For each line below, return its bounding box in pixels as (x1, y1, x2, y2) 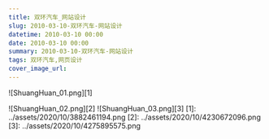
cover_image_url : (8, 65, 67, 73)
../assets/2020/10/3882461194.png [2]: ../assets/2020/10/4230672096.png (8, 112, 262, 122)
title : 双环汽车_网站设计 (8, 13, 87, 21)
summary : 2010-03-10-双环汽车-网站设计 (8, 47, 134, 56)
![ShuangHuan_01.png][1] (8, 88, 93, 98)
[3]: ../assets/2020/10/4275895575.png (8, 120, 141, 130)
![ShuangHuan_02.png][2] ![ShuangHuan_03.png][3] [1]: (8, 103, 197, 113)
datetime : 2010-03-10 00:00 (8, 30, 104, 38)
